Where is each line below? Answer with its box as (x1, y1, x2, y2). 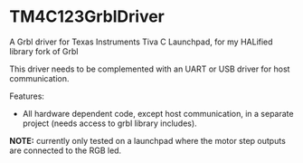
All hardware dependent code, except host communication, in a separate (22, 108, 294, 119)
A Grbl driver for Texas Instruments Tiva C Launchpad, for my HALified (9, 36, 273, 47)
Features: (9, 91, 45, 101)
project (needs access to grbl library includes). (22, 118, 197, 129)
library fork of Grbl (9, 45, 79, 56)
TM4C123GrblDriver (9, 6, 165, 27)
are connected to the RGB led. (9, 145, 122, 156)
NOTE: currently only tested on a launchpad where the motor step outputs (9, 135, 287, 146)
